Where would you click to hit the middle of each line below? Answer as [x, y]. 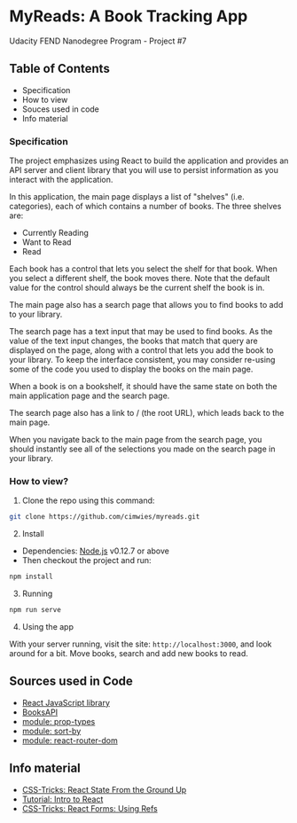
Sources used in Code [71, 682]
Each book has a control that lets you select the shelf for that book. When [143, 269]
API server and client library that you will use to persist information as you [144, 170]
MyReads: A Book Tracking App [129, 16]
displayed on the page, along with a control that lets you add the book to [141, 350]
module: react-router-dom [70, 740]
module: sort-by [51, 731]
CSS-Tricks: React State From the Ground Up [104, 789]
